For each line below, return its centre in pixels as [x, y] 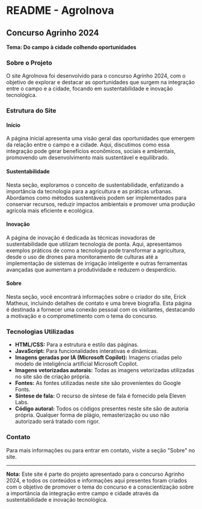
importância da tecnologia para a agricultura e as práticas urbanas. [89, 191]
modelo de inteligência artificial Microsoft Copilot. [76, 364]
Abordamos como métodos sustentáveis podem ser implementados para [96, 198]
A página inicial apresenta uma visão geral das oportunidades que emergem [101, 139]
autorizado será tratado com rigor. [57, 422]
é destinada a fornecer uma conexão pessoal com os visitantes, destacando [101, 310]
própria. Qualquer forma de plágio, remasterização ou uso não [92, 415]
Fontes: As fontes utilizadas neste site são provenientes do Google [98, 383]
